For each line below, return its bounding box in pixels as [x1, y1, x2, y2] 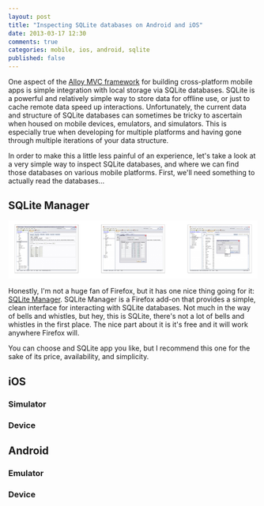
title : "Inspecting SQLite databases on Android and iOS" [8, 21, 203, 29]
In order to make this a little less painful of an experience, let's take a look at [8, 151, 256, 160]
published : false [8, 54, 66, 62]
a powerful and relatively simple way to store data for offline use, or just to [8, 94, 251, 103]
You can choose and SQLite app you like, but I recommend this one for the [8, 343, 251, 353]
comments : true [8, 38, 58, 46]
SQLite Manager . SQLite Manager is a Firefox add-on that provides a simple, [8, 294, 256, 304]
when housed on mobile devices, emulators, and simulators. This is [8, 119, 227, 128]
